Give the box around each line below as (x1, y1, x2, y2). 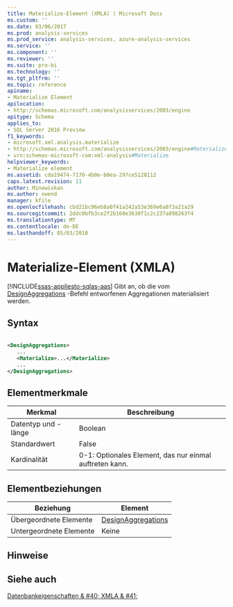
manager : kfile (7, 197, 51, 205)
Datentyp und (10, 419, 55, 429)
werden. (7, 297, 31, 305)
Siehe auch (7, 573, 57, 585)
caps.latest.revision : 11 (7, 178, 82, 185)
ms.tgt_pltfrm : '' (7, 74, 60, 82)
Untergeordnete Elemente (10, 527, 95, 536)
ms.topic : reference (7, 81, 67, 88)
